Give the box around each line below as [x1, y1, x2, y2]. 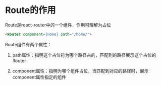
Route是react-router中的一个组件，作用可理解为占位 [5, 22, 111, 28]
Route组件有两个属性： [5, 41, 52, 47]
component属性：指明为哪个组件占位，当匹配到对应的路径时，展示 [12, 68, 149, 74]
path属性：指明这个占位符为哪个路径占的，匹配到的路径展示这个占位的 [12, 52, 157, 58]
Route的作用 [5, 4, 56, 16]
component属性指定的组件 [12, 74, 66, 80]
